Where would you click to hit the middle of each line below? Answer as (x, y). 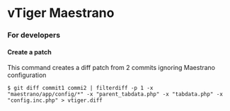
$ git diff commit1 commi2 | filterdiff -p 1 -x (80, 88)
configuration (27, 75)
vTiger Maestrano (61, 13)
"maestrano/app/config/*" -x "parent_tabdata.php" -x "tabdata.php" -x (115, 94)
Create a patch (29, 52)
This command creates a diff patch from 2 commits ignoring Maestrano (111, 68)
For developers (34, 35)
